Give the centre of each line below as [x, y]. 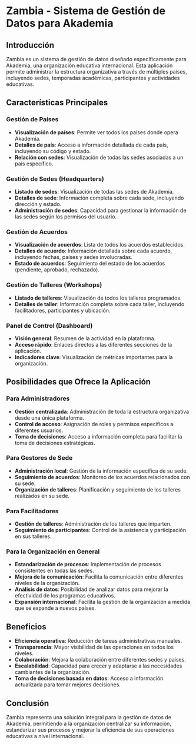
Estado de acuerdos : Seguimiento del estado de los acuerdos [90, 264]
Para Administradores [38, 398]
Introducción [30, 45]
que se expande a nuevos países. [55, 608]
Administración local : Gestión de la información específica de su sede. [101, 471]
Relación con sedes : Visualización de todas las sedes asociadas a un [99, 157]
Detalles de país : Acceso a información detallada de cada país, [92, 145]
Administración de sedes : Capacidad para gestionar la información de [100, 210]
